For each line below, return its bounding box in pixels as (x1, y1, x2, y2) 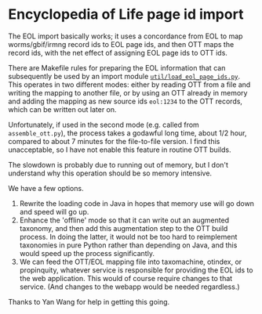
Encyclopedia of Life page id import (8, 5, 244, 23)
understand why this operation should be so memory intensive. (8, 168, 213, 178)
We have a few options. (8, 183, 84, 193)
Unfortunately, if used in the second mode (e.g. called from (8, 120, 200, 129)
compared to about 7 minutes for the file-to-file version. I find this (8, 136, 220, 146)
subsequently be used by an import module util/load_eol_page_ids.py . (8, 71, 241, 81)
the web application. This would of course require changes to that (19, 273, 233, 283)
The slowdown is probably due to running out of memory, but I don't (8, 160, 229, 169)
